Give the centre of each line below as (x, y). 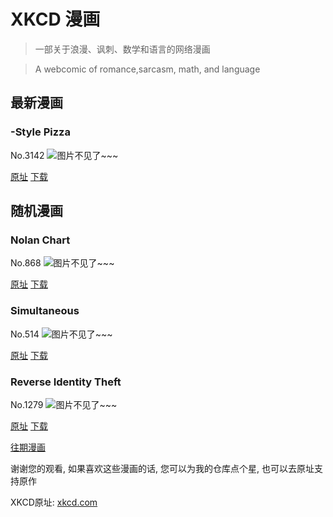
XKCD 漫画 (55, 19)
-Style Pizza (40, 132)
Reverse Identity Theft (66, 382)
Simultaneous (45, 311)
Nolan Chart (40, 240)
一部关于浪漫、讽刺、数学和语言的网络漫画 (122, 49)
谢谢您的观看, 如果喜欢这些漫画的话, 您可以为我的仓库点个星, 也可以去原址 (162, 468)
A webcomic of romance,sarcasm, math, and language (147, 69)
